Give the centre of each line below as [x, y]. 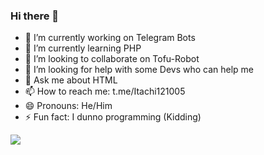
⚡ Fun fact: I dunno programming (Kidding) [113, 117]
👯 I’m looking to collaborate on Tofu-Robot [112, 59]
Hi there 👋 [35, 16]
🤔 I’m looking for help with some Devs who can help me [139, 70]
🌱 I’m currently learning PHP [83, 48]
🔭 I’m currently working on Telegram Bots [110, 38]
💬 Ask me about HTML [71, 80]
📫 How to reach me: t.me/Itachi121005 [105, 91]
